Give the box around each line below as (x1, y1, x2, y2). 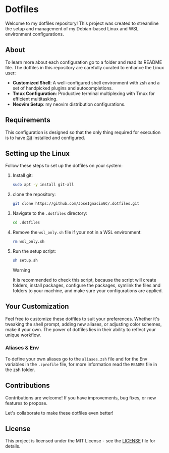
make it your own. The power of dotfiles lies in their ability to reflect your (5, 326, 156, 332)
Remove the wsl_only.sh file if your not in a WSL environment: (12, 229, 142, 235)
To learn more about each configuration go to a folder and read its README (5, 59, 162, 65)
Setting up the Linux (5, 149, 70, 158)
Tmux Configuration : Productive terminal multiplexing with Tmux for (12, 90, 155, 97)
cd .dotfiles (12, 220, 40, 225)
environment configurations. (5, 31, 64, 37)
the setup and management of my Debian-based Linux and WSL (5, 25, 139, 31)
